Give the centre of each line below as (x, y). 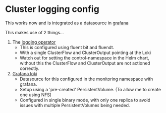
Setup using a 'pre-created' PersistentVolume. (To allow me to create (90, 89)
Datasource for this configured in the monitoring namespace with (86, 79)
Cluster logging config (52, 9)
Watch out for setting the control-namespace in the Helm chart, (84, 57)
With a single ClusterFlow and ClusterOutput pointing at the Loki (85, 53)
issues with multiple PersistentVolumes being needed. (75, 105)
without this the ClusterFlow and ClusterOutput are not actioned (85, 63)
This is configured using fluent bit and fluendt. (67, 47)
